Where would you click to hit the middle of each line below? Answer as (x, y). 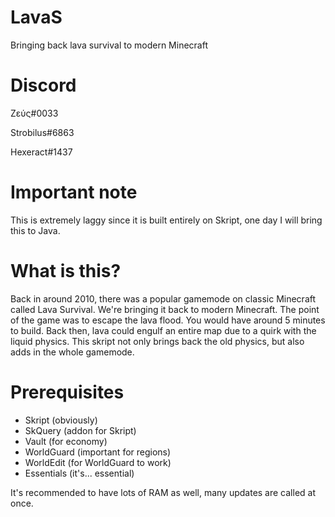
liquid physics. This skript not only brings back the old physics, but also (157, 341)
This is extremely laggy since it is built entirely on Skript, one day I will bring (166, 220)
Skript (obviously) (61, 420)
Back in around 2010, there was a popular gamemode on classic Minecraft (163, 298)
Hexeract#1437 (41, 152)
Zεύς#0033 (34, 113)
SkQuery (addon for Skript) (80, 430)
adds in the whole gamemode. (72, 352)
